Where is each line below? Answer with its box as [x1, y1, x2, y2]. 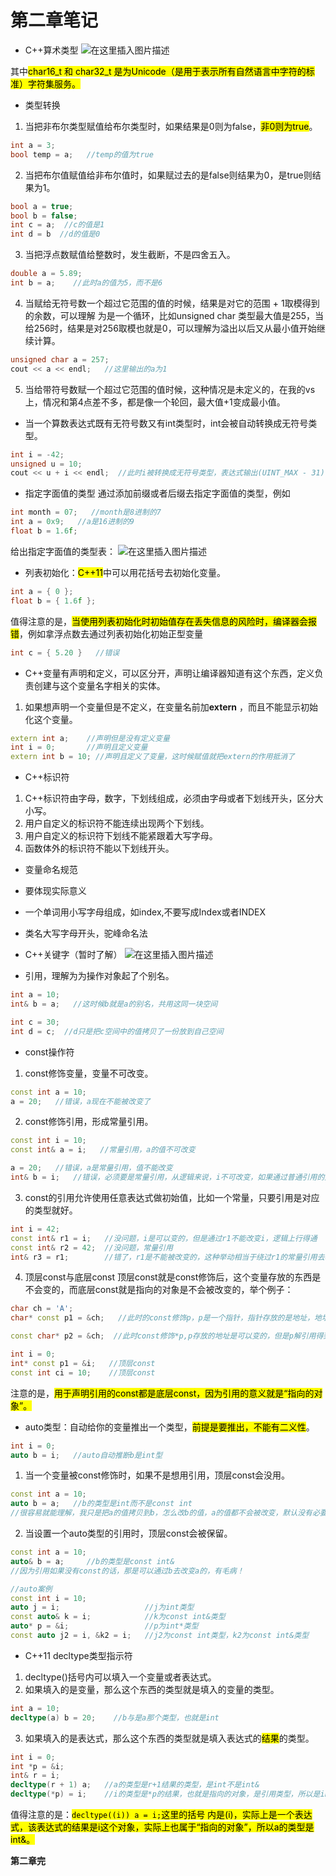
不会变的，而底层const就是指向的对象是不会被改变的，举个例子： [24, 1284, 294, 1296]
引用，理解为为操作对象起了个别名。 [24, 970, 175, 982]
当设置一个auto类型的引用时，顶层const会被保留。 [24, 1527, 233, 1540]
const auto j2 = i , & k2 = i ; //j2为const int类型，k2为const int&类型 [10, 1631, 310, 1641]
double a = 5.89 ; [10, 269, 83, 279]
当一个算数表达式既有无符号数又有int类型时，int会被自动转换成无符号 [24, 417, 309, 429]
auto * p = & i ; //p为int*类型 [10, 1621, 199, 1631]
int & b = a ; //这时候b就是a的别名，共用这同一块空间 [10, 999, 218, 1010]
